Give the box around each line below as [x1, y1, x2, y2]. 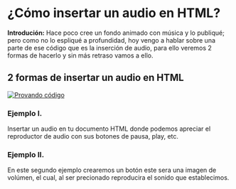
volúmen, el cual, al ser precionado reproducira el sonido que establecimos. [7, 173, 230, 182]
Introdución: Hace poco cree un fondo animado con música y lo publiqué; [7, 28, 225, 37]
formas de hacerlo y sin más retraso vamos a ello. [7, 51, 154, 60]
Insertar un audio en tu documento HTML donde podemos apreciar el [7, 124, 211, 133]
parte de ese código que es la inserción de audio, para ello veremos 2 [7, 43, 212, 52]
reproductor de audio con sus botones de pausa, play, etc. [7, 132, 179, 141]
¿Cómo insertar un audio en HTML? [7, 5, 221, 21]
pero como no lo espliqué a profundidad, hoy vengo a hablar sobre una [7, 36, 215, 44]
